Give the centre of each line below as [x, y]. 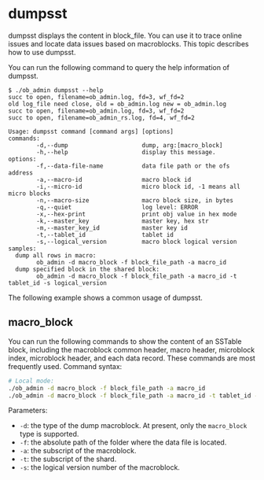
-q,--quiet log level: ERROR [117, 207]
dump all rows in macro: [56, 255]
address [21, 173]
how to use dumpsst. [42, 52]
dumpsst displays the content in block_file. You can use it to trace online [125, 35]
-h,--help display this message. [126, 152]
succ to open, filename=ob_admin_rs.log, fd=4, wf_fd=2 [101, 118]
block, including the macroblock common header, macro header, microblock [132, 349]
